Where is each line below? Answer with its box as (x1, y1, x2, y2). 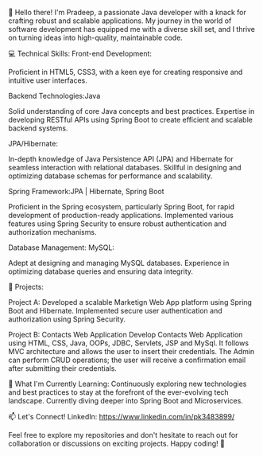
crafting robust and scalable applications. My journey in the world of (8, 16, 232, 25)
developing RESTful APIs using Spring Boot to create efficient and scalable (8, 115, 253, 124)
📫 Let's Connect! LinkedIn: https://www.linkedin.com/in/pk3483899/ (8, 412, 235, 421)
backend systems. (8, 123, 68, 133)
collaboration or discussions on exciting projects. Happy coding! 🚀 (8, 438, 225, 448)
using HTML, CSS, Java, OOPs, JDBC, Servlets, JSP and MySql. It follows (8, 338, 249, 348)
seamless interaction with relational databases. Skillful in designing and (8, 163, 242, 172)
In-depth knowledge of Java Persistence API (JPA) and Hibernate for (8, 154, 234, 163)
